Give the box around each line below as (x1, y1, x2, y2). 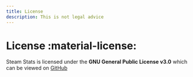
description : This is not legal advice (6, 14, 104, 20)
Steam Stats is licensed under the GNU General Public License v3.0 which (6, 58, 188, 65)
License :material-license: (6, 39, 137, 52)
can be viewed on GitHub (6, 65, 68, 72)
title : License (6, 8, 44, 15)
